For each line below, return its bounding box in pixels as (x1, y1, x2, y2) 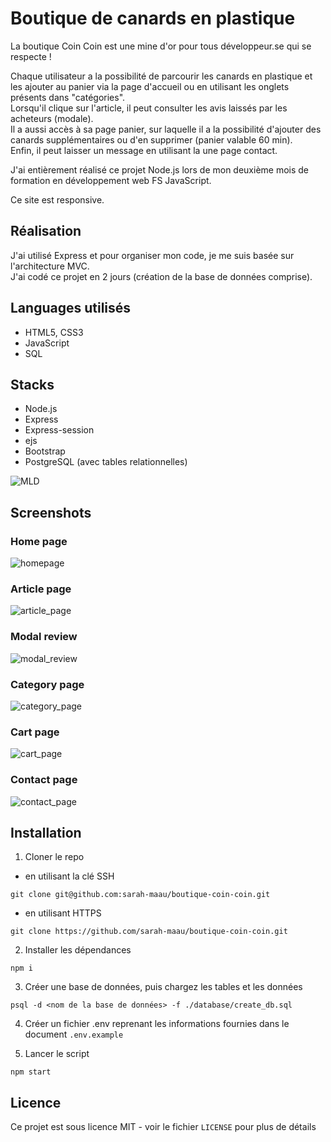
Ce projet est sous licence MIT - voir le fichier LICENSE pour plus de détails (10, 1121, 317, 1133)
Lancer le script (24, 1048, 90, 1060)
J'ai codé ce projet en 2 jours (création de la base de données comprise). (10, 270, 313, 282)
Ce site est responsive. (10, 193, 105, 206)
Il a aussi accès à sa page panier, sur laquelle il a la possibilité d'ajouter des (10, 123, 322, 135)
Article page (10, 582, 72, 596)
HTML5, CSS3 (24, 326, 84, 338)
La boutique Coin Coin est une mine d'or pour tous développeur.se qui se (10, 40, 312, 52)
